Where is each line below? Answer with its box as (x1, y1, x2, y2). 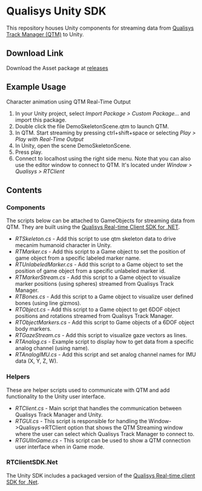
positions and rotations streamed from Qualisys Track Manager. (15, 312, 174, 320)
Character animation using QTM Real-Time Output (6, 98, 131, 105)
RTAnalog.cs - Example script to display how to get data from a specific (15, 338, 194, 346)
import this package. (15, 116, 67, 124)
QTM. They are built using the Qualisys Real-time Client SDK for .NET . (6, 223, 180, 231)
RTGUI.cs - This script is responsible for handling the (15, 417, 148, 424)
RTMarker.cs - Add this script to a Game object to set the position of (15, 248, 186, 255)
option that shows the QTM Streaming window (67, 424, 183, 431)
